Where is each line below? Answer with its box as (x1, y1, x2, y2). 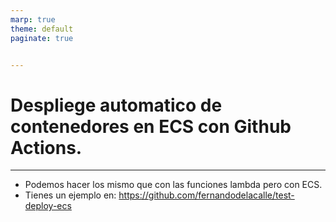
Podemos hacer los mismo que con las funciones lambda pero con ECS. (24, 179, 323, 191)
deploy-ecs (24, 200, 72, 212)
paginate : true (10, 33, 74, 43)
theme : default (10, 24, 74, 34)
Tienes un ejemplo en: (24, 189, 117, 201)
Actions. (10, 136, 83, 159)
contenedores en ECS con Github (10, 115, 292, 138)
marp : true (10, 14, 56, 25)
